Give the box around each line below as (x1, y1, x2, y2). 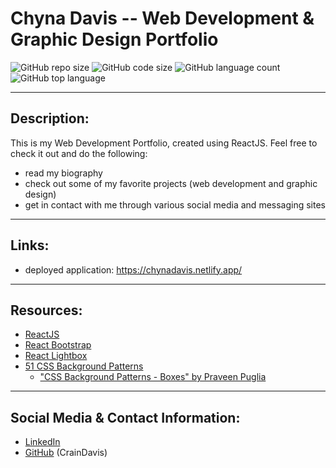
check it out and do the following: (10, 147, 148, 159)
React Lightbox (24, 350, 88, 362)
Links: (10, 237, 50, 254)
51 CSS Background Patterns (24, 360, 144, 372)
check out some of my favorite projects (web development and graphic (24, 177, 318, 189)
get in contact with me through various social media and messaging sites (24, 198, 326, 211)
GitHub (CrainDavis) (24, 447, 108, 459)
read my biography (24, 167, 103, 179)
